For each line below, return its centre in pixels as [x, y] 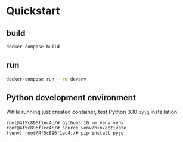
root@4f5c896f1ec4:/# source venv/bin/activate [66, 128]
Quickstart [33, 11]
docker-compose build [33, 47]
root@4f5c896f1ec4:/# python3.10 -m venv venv [65, 123]
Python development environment [71, 98]
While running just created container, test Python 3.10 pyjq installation [92, 112]
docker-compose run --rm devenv [46, 79]
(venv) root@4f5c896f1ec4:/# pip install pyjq [65, 133]
